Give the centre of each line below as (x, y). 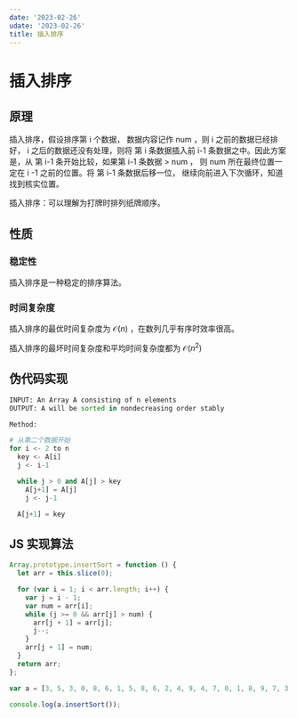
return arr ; (40, 664)
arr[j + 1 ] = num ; (59, 648)
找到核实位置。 (36, 184)
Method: (24, 424)
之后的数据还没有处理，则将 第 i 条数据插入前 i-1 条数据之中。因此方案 (158, 151)
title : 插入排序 (36, 34)
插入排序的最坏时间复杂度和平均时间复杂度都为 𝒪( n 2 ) (106, 347)
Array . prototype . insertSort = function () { (93, 565)
